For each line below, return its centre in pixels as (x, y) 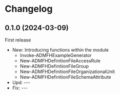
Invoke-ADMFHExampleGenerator (56, 55)
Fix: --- (20, 88)
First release (18, 40)
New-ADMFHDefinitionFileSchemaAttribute (65, 77)
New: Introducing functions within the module (60, 50)
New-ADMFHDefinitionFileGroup (54, 66)
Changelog (29, 9)
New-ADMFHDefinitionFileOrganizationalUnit (67, 72)
